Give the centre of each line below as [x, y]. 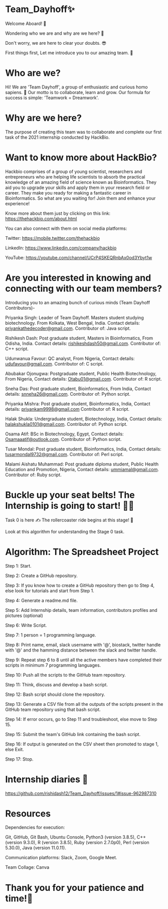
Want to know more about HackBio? [81, 157]
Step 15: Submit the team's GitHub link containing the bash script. [73, 734]
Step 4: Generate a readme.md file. [41, 600]
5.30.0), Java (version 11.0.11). [36, 848]
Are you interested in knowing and [78, 278]
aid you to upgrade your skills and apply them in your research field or [78, 188]
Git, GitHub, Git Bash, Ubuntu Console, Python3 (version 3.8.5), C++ [76, 837]
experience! [18, 203]
